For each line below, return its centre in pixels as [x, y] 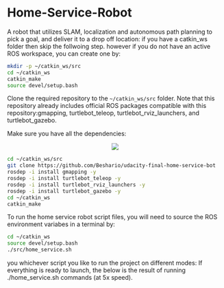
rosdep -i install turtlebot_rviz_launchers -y [76, 185]
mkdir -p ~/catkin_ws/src [44, 66]
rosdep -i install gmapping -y [52, 172]
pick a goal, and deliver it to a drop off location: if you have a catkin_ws [107, 38]
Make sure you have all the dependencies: [67, 134]
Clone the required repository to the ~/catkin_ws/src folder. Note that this [111, 98]
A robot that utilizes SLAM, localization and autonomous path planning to [110, 32]
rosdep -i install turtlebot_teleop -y [64, 179]
